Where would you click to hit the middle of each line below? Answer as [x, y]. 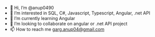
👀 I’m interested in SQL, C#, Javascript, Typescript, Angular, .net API [80, 13]
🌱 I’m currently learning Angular [43, 18]
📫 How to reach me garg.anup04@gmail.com [57, 29]
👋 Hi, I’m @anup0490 [32, 8]
